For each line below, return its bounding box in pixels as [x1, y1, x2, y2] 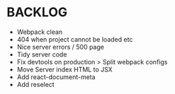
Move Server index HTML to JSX [16, 65, 113, 74]
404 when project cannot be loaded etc [16, 35, 133, 43]
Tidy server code [16, 50, 67, 59]
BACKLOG [6, 4, 68, 20]
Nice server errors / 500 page [16, 42, 104, 51]
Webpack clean [16, 28, 63, 36]
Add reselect [16, 80, 55, 88]
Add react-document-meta [16, 72, 96, 81]
